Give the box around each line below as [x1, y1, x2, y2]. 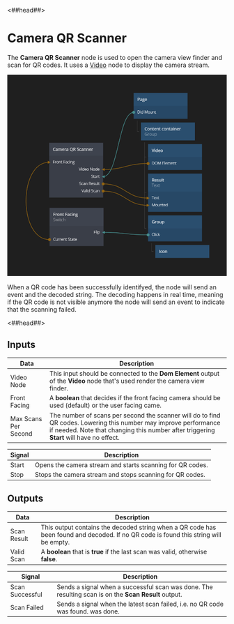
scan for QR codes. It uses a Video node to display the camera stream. [7, 61, 210, 69]
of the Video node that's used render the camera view [49, 376, 205, 386]
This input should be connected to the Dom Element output [49, 370, 220, 378]
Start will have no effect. [49, 433, 120, 441]
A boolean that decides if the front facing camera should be [49, 394, 221, 402]
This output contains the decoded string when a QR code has [40, 523, 217, 532]
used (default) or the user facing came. [49, 401, 162, 410]
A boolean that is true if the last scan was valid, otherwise [40, 547, 208, 556]
